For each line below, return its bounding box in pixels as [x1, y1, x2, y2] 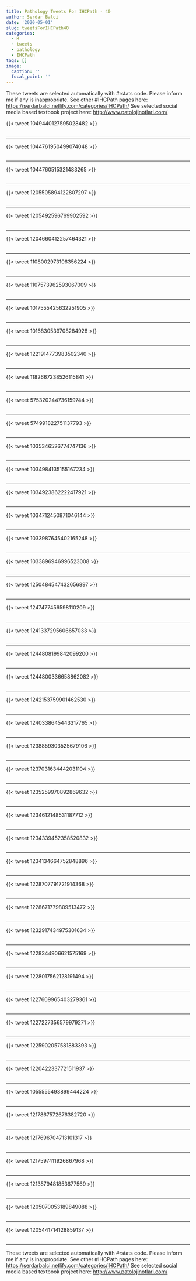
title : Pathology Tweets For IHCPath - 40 [6, 8, 111, 15]
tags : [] [6, 57, 27, 63]
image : [6, 63, 22, 69]
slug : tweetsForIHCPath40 [6, 25, 69, 31]
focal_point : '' [11, 74, 51, 80]
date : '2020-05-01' [6, 19, 54, 25]
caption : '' [11, 68, 41, 74]
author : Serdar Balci [6, 14, 59, 20]
